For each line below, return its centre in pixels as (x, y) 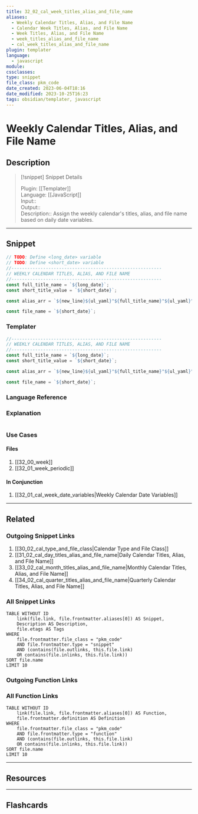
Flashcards (27, 805)
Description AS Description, (52, 624)
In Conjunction (24, 482)
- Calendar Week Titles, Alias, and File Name (70, 28)
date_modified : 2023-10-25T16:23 (47, 94)
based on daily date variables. (57, 219)
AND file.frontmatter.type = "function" (67, 734)
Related (21, 519)
